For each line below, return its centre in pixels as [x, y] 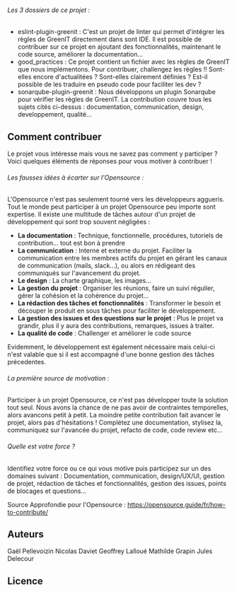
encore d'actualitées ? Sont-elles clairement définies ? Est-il [120, 77]
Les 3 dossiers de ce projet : [49, 10]
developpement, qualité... [54, 115]
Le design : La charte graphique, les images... [85, 281]
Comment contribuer [54, 137]
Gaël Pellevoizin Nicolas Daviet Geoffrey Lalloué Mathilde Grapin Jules [110, 551]
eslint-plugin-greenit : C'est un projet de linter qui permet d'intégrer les [121, 32]
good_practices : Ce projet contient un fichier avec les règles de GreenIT [123, 62]
